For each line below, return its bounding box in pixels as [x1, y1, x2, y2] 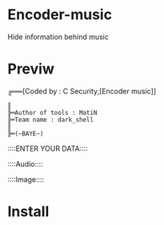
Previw [7, 60, 55, 78]
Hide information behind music [7, 32, 109, 41]
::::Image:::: [7, 174, 45, 184]
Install [7, 203, 50, 221]
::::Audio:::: [7, 159, 43, 168]
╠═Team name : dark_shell [7, 116, 94, 124]
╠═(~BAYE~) [7, 129, 44, 137]
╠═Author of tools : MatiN [7, 109, 98, 116]
